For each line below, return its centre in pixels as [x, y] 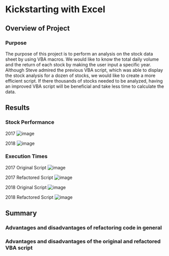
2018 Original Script [26, 187]
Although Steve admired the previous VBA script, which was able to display [84, 70]
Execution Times [26, 157]
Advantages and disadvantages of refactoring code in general [83, 228]
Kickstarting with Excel [55, 9]
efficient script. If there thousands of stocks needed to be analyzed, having [84, 81]
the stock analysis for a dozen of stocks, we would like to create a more [80, 75]
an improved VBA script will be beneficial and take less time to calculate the [85, 86]
